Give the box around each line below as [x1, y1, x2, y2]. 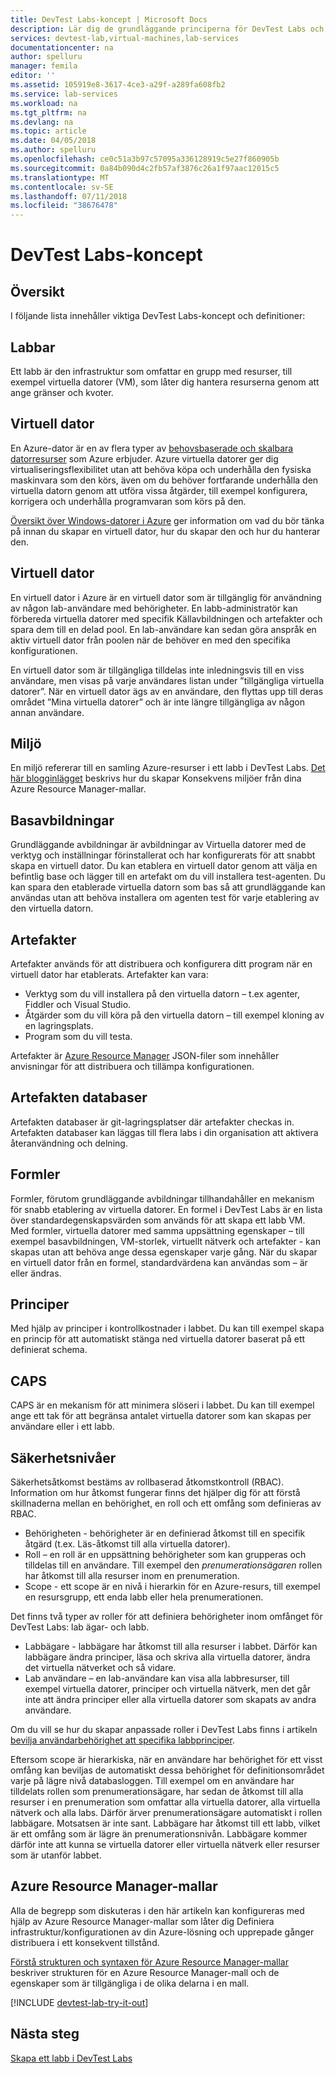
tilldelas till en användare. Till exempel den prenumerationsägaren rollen [24, 1559, 323, 1571]
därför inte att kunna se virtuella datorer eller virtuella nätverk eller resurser [10, 1839, 321, 1851]
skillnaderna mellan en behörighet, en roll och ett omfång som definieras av [10, 1497, 322, 1510]
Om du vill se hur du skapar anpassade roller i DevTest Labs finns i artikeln [10, 1724, 318, 1736]
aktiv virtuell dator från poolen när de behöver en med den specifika [10, 634, 291, 646]
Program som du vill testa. [24, 1031, 133, 1042]
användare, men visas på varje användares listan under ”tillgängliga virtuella [10, 674, 325, 686]
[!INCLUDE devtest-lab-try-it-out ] [10, 1996, 149, 2008]
